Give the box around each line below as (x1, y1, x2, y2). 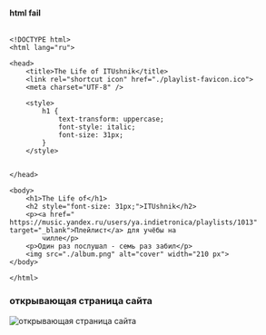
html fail (9, 7, 41, 18)
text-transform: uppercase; (57, 114, 165, 124)
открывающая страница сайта (9, 295, 153, 308)
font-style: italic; (57, 123, 136, 132)
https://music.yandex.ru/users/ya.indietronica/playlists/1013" (9, 218, 258, 227)
